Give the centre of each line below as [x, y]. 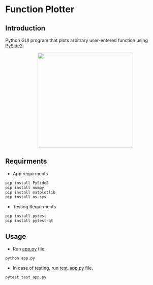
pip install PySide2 [27, 183]
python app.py [20, 258]
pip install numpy [25, 187]
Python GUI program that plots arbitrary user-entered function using [77, 40]
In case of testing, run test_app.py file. [53, 268]
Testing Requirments [34, 207]
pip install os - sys [26, 197]
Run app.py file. [29, 249]
